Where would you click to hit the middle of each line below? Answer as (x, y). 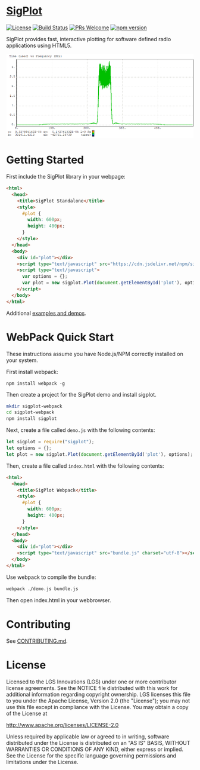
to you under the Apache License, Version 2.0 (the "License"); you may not (98, 701)
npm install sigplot (32, 419)
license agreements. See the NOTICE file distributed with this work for (92, 688)
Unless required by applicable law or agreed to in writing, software (88, 737)
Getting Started (45, 160)
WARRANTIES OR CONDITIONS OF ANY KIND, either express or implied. (95, 749)
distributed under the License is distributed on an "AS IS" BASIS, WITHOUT (98, 743)
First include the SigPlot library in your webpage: (66, 177)
